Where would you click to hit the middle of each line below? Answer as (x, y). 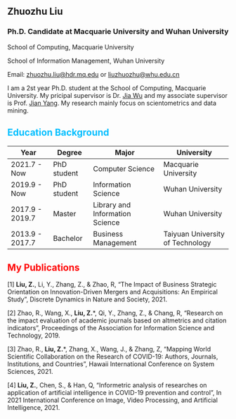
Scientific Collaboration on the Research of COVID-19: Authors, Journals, (113, 357)
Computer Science (124, 168)
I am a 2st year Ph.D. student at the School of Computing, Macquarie (107, 88)
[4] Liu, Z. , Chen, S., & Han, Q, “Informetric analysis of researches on (107, 385)
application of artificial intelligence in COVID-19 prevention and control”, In (114, 393)
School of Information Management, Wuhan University (86, 61)
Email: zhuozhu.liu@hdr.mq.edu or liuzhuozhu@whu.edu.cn (94, 74)
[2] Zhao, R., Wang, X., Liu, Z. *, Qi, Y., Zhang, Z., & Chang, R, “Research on (115, 313)
